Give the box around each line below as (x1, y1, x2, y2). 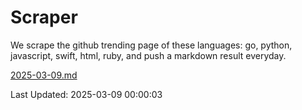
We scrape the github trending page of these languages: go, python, (10, 39, 293, 51)
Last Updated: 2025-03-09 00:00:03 (10, 88, 163, 100)
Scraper (10, 6, 78, 29)
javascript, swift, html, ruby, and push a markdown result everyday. (10, 49, 287, 61)
